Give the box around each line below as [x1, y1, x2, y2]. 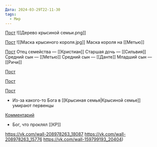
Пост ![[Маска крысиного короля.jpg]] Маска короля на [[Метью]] [5, 39, 145, 45]
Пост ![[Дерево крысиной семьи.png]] [5, 30, 86, 36]
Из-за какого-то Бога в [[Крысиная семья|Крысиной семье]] [12, 97, 141, 103]
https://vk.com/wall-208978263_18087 [5, 131, 84, 137]
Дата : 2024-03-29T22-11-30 [5, 7, 61, 12]
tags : [5, 12, 16, 17]
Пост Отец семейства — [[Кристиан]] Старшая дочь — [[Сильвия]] [5, 49, 146, 55]
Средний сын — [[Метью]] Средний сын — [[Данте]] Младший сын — [5, 54, 152, 60]
